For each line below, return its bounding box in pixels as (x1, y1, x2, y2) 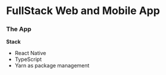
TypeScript (14, 56, 42, 63)
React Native (14, 50, 46, 57)
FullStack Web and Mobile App (6, 4, 160, 18)
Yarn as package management (14, 62, 90, 69)
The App (6, 25, 31, 33)
